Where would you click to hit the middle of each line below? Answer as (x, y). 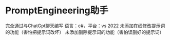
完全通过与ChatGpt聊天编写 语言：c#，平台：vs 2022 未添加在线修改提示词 (85, 26)
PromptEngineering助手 (57, 11)
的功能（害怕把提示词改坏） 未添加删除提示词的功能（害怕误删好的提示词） (85, 32)
